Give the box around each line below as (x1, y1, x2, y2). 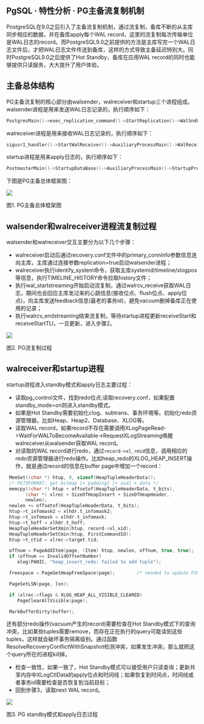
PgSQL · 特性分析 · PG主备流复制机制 (6, 5, 144, 16)
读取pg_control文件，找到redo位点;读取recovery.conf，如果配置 (15, 394, 175, 401)
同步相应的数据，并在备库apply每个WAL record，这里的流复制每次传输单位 (6, 30, 194, 38)
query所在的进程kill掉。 (11, 650, 71, 658)
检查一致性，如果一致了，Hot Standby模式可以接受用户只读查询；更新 (15, 664, 190, 671)
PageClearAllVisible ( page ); (17, 597, 88, 604)
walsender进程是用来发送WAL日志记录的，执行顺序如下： (6, 105, 151, 113)
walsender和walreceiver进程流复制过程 (6, 221, 157, 231)
